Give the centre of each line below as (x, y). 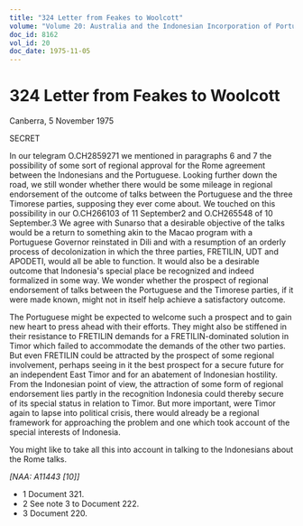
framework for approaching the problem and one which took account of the (150, 423)
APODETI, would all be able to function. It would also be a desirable (134, 262)
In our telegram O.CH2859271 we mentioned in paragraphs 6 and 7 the (141, 156)
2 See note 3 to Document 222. (81, 504)
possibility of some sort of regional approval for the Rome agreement (138, 166)
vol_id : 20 (30, 43)
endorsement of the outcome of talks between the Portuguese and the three (151, 194)
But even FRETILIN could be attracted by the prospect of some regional (142, 355)
